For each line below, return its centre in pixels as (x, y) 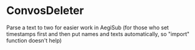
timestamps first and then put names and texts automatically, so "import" (98, 34)
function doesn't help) (34, 40)
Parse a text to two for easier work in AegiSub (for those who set (88, 27)
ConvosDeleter (45, 11)
